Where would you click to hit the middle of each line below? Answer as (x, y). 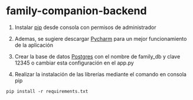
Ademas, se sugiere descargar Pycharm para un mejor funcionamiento (101, 38)
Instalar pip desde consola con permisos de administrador (85, 27)
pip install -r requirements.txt (47, 91)
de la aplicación (34, 45)
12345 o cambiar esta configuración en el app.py (74, 63)
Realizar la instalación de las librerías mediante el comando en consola (101, 74)
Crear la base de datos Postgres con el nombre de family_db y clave (97, 56)
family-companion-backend (76, 11)
